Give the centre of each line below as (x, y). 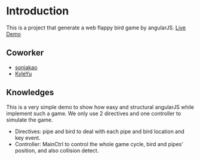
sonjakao (26, 67)
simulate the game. (30, 120)
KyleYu (23, 74)
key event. (27, 138)
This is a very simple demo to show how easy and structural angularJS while (100, 107)
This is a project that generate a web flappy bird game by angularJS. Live (96, 28)
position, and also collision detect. (57, 150)
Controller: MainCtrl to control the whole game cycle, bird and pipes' (99, 144)
